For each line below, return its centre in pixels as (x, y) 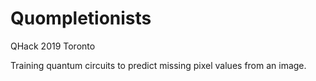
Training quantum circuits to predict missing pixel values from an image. (158, 65)
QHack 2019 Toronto (53, 46)
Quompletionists (81, 18)
